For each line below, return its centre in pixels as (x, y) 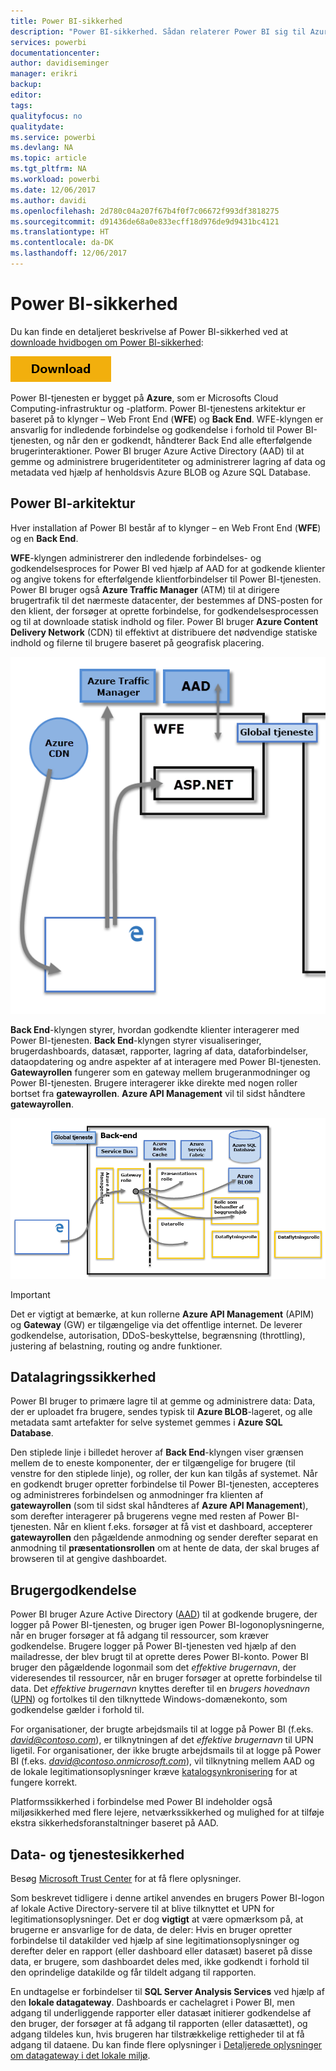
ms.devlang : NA (42, 148)
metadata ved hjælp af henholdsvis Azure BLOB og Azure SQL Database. (160, 472)
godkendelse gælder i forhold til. (77, 1710)
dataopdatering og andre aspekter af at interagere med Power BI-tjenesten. (166, 1062)
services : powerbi (48, 42)
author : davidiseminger (60, 63)
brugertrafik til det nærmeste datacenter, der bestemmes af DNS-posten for (166, 600)
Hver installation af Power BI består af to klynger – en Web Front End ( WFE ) (166, 527)
